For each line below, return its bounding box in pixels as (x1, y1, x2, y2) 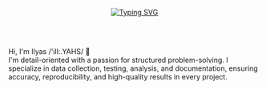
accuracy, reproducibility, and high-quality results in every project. (8, 72, 228, 81)
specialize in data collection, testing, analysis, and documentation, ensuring (8, 64, 258, 73)
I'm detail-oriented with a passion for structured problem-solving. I (8, 56, 228, 64)
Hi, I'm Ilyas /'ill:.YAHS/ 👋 (8, 47, 91, 56)
